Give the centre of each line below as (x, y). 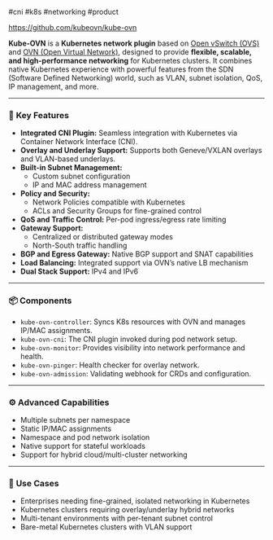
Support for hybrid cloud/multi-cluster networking (104, 454)
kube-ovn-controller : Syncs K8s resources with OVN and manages (133, 322)
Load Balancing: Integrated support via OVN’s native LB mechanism (134, 263)
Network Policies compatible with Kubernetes (108, 202)
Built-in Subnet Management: (71, 168)
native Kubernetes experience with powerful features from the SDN (121, 69)
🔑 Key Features (39, 115)
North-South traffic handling (80, 246)
